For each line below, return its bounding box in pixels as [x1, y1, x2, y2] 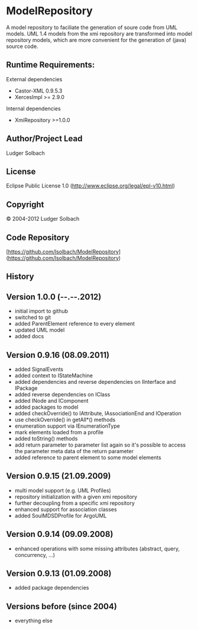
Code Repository [6, 233, 70, 243]
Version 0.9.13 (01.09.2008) [6, 568, 112, 579]
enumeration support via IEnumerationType [14, 422, 120, 429]
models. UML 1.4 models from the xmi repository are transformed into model [6, 30, 193, 37]
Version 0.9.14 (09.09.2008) [6, 529, 113, 539]
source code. [6, 43, 38, 50]
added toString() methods [14, 435, 78, 443]
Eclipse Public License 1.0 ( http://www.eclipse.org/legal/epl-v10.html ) [6, 182, 176, 189]
